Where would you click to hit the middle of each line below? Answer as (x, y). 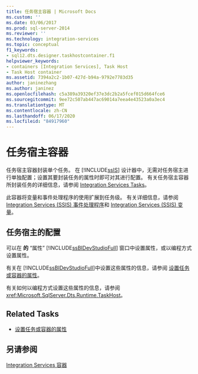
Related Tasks (33, 314)
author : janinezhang (32, 83)
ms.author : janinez (30, 89)
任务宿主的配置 (33, 232)
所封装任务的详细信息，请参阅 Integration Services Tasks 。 (78, 185)
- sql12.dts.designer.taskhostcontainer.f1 (61, 56)
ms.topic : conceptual (33, 45)
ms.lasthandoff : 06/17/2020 (41, 116)
